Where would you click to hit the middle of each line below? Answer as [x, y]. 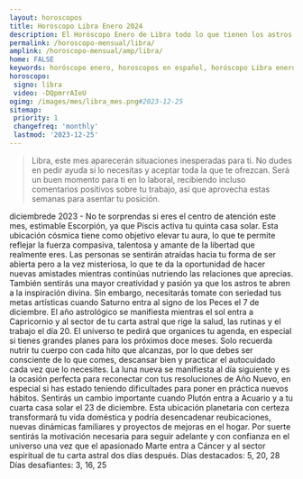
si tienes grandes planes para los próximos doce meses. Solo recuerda [141, 340]
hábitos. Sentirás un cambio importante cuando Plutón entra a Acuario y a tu [151, 398]
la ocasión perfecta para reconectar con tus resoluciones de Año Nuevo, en [150, 378]
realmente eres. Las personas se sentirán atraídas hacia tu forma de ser [143, 254]
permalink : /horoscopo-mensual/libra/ [82, 43]
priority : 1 [36, 118]
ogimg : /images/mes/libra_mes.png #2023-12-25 [96, 101]
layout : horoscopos [46, 18]
